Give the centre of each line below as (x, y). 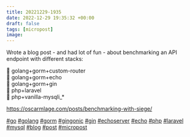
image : (15, 35)
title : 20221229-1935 (34, 12)
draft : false (23, 23)
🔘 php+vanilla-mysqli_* (36, 97)
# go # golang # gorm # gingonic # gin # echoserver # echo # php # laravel (95, 121)
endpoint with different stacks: (45, 59)
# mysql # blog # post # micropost (47, 127)
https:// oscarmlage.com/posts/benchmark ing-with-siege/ (79, 109)
